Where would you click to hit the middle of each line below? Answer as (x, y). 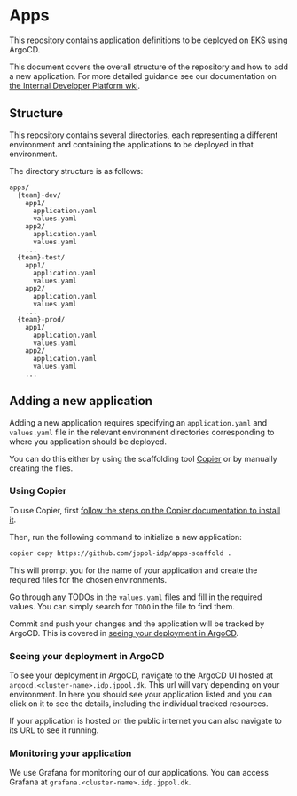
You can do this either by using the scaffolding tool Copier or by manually (143, 458)
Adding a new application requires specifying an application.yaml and (138, 422)
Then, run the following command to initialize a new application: (125, 537)
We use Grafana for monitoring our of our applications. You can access (139, 773)
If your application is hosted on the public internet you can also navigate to (145, 721)
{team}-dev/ (39, 195)
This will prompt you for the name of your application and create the (133, 570)
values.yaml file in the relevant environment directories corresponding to (142, 432)
